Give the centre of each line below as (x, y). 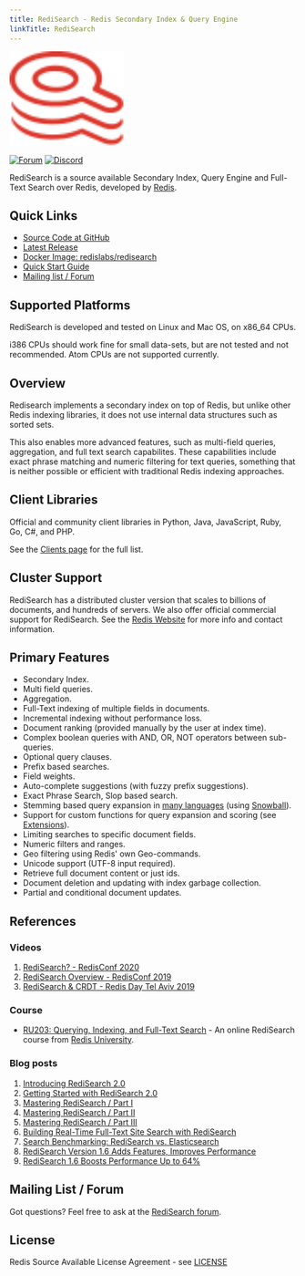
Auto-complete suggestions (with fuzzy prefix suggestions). (135, 786)
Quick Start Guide (56, 267)
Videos (25, 947)
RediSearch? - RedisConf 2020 (81, 968)
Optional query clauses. (67, 757)
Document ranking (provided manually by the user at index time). (144, 728)
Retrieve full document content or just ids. (101, 873)
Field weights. (49, 776)
